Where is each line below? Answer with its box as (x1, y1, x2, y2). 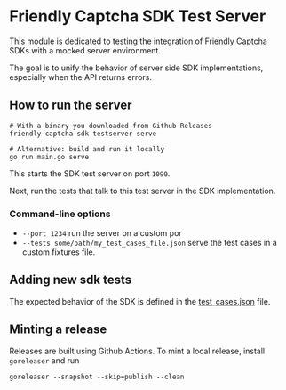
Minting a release (9, 322, 107, 337)
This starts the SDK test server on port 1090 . (9, 167, 171, 179)
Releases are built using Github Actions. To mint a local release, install (9, 345, 265, 356)
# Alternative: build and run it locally (9, 144, 165, 153)
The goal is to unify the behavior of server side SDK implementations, (9, 62, 264, 73)
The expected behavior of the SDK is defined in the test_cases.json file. (9, 296, 271, 306)
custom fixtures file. (21, 247, 96, 257)
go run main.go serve (9, 152, 90, 161)
